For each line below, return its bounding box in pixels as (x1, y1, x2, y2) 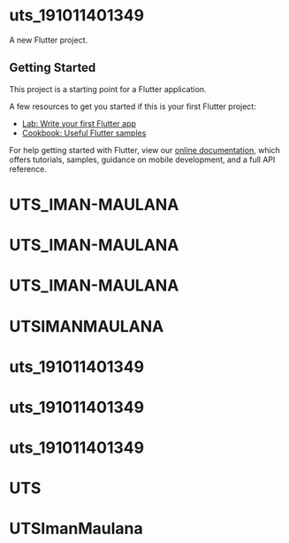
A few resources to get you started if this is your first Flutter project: (9, 101, 256, 112)
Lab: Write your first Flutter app (21, 118, 137, 128)
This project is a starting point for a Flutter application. (9, 83, 207, 94)
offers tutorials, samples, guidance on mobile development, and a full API (9, 154, 276, 165)
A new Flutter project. (9, 35, 88, 45)
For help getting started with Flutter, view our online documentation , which (9, 144, 281, 155)
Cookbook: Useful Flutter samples (21, 128, 147, 138)
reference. (9, 163, 47, 174)
